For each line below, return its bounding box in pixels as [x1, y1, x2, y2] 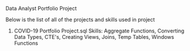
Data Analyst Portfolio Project [5, 5, 77, 12]
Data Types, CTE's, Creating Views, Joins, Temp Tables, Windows [14, 34, 175, 40]
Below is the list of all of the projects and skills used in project [5, 16, 155, 23]
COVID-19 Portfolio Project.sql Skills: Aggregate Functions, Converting [14, 27, 185, 34]
